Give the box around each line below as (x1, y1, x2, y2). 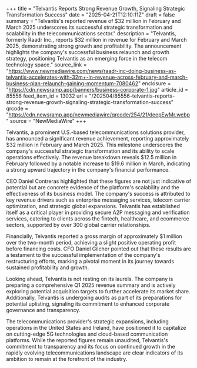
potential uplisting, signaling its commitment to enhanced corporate (6, 300, 170, 307)
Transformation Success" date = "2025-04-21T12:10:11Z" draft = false (6, 11, 175, 18)
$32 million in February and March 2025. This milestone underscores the (6, 141, 183, 148)
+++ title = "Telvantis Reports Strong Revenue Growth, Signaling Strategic (6, 5, 185, 12)
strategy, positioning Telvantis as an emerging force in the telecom (6, 55, 168, 62)
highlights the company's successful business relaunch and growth (6, 49, 169, 55)
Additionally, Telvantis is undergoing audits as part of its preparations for (6, 294, 182, 301)
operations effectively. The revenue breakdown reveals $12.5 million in (6, 154, 177, 160)
